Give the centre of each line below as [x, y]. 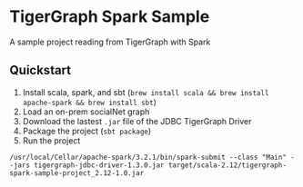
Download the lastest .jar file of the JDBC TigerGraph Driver [137, 121]
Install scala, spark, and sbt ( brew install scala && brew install [146, 92]
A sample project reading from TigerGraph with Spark [110, 42]
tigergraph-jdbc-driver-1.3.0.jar [99, 165]
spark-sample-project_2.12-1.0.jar [77, 173]
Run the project [51, 140]
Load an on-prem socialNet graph [86, 112]
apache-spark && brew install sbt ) [89, 102]
